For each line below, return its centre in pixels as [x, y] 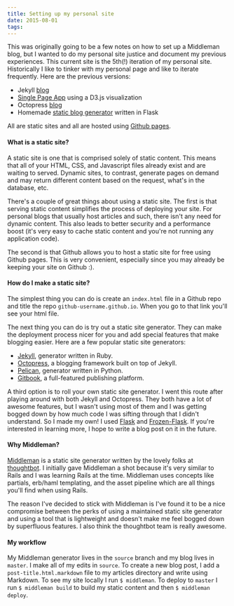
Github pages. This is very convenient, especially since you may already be [116, 260]
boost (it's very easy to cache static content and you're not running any [110, 231]
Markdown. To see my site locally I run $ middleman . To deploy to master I [112, 580]
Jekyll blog [33, 90]
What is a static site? [38, 142]
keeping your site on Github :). [51, 267]
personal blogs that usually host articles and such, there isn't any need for [114, 216]
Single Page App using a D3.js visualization [80, 97]
